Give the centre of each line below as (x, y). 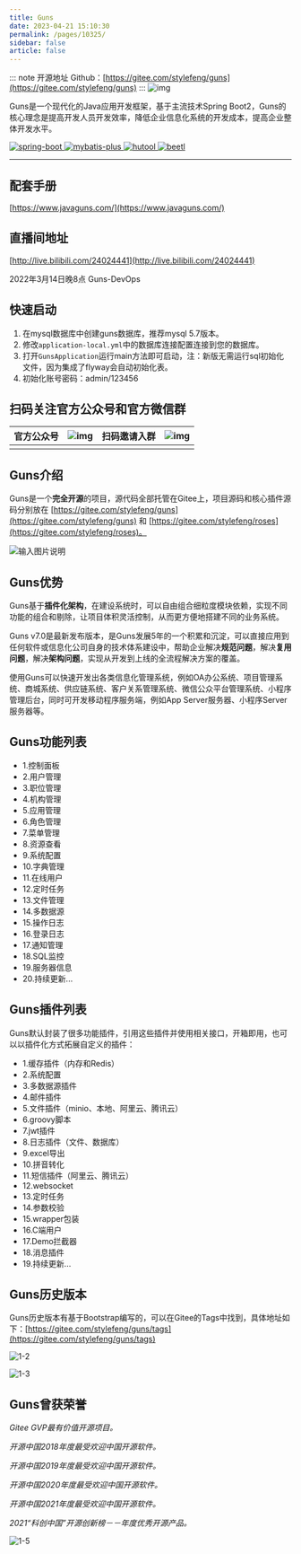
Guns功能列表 (48, 742)
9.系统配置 (42, 855)
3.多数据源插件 (50, 1085)
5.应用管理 (41, 810)
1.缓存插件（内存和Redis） (70, 1063)
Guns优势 (36, 582)
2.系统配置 (42, 1075)
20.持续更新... (47, 979)
